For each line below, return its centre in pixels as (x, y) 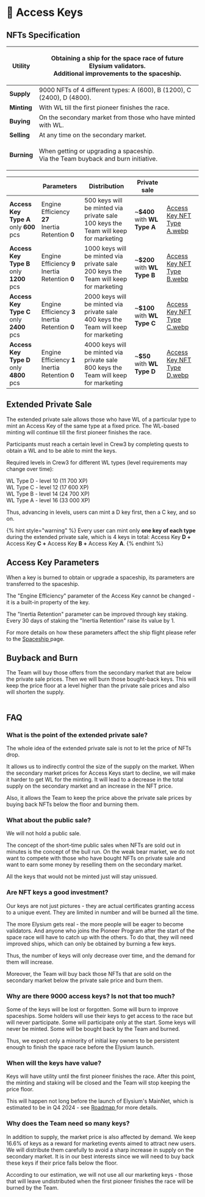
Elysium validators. (117, 66)
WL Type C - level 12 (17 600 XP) (48, 487)
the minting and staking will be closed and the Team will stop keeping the (98, 1083)
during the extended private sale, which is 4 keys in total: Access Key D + (99, 536)
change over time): (30, 469)
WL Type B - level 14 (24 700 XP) (48, 494)
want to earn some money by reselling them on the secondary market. (95, 865)
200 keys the (103, 271)
